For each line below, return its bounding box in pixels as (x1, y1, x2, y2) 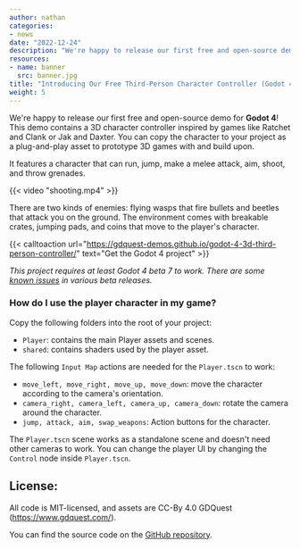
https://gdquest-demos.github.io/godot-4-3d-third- (86, 238, 277, 249)
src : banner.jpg (17, 71, 78, 80)
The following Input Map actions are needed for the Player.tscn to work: (9, 361, 275, 371)
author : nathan (9, 12, 66, 22)
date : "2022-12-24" (9, 37, 82, 47)
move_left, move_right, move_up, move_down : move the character (21, 378, 263, 389)
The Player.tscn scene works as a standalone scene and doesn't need (9, 434, 271, 445)
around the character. (21, 407, 103, 418)
